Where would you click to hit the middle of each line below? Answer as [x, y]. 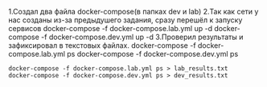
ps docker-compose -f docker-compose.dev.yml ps [153, 54]
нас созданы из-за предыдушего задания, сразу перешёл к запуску [125, 20]
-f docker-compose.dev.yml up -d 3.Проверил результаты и [142, 37]
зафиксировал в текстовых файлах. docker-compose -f [102, 45]
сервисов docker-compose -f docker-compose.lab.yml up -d [111, 28]
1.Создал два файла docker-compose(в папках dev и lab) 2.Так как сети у [133, 12]
